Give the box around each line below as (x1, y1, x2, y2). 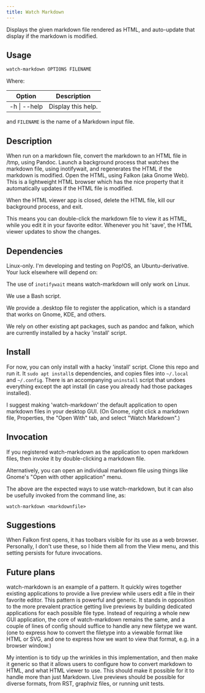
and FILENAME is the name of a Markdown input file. (6, 118, 135, 126)
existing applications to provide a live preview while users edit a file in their (6, 590, 195, 597)
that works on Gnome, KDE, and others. (6, 310, 106, 318)
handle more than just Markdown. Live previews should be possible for (6, 673, 185, 681)
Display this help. (48, 102, 98, 111)
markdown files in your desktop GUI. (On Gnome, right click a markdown (6, 407, 189, 415)
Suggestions (6, 519, 56, 530)
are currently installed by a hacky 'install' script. (6, 329, 127, 336)
